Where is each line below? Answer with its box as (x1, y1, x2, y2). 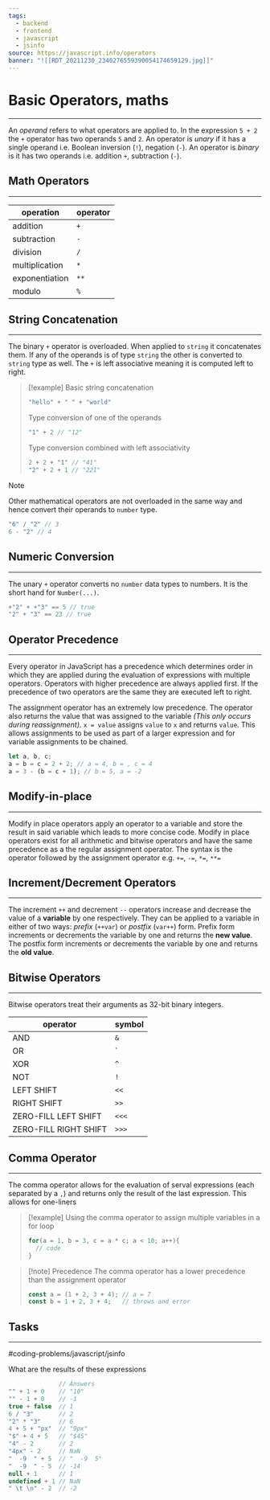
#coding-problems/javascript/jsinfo (8, 1349, 126, 1359)
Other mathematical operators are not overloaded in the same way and (8, 496, 243, 506)
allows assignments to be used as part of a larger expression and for (8, 728, 235, 738)
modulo (12, 285, 42, 297)
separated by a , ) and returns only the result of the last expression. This (8, 1188, 247, 1198)
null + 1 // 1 (8, 1469, 74, 1477)
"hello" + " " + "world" (27, 399, 112, 407)
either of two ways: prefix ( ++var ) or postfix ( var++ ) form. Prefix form (8, 922, 235, 932)
